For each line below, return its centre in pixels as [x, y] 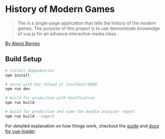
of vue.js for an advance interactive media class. [67, 33]
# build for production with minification [50, 98]
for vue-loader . [21, 131]
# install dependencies [30, 70]
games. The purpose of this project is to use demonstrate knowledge [88, 28]
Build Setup [23, 59]
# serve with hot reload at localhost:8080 [51, 84]
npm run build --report [30, 116]
